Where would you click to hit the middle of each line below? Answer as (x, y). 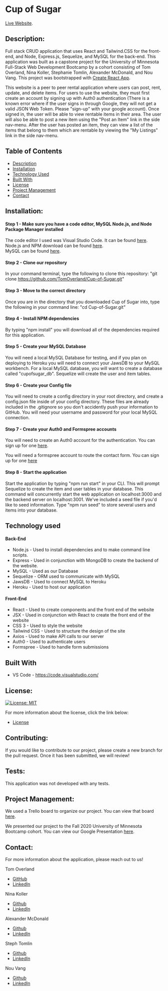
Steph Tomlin (19, 944)
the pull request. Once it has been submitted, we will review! (67, 755)
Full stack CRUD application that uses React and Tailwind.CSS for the (76, 51)
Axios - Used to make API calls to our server (58, 637)
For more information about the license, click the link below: (67, 712)
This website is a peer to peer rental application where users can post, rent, (83, 87)
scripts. (20, 555)
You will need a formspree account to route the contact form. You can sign (82, 455)
